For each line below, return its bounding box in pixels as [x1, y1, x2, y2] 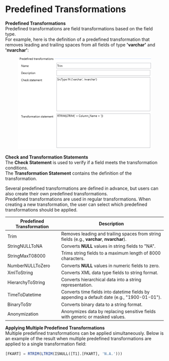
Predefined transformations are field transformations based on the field [5, 25, 153, 31]
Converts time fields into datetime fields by [61, 289, 150, 295]
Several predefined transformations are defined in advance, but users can [5, 185, 158, 191]
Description [99, 221, 124, 227]
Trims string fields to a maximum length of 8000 [61, 250, 161, 256]
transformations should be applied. [5, 207, 78, 213]
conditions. [5, 165, 29, 171]
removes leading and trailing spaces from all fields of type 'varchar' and [5, 41, 155, 47]
